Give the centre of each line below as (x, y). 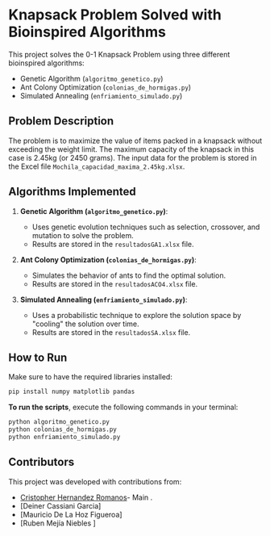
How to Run (38, 357)
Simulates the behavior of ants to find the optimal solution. (129, 275)
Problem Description (61, 121)
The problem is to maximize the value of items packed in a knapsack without (135, 140)
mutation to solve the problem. (83, 235)
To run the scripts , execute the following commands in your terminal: (123, 407)
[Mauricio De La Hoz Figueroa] (71, 514)
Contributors (42, 462)
